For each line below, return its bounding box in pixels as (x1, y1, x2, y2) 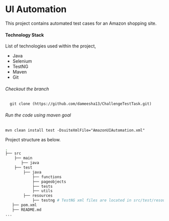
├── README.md (12, 207, 42, 212)
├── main (14, 155, 33, 161)
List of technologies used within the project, (5, 43, 97, 49)
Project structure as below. (5, 136, 61, 142)
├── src (5, 151, 22, 156)
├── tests (32, 184, 53, 189)
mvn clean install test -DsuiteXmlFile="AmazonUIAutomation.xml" (5, 128, 145, 133)
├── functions (32, 174, 62, 180)
